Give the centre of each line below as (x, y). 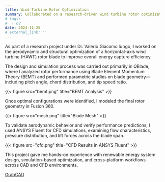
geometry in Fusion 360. (30, 106)
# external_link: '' (26, 32)
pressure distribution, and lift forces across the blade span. (65, 136)
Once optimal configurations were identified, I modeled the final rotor (75, 101)
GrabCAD (15, 174)
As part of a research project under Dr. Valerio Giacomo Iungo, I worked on (81, 46)
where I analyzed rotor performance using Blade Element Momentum (75, 71)
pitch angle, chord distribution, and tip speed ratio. (76, 82)
